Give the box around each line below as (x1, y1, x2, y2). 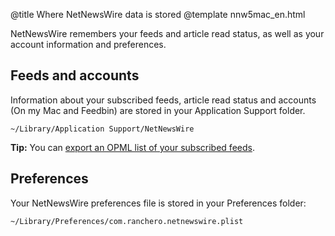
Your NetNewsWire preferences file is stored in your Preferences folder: (10, 197, 307, 209)
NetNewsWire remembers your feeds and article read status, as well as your (10, 28, 325, 39)
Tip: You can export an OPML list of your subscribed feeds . (10, 141, 255, 153)
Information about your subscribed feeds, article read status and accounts (10, 94, 317, 106)
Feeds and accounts (10, 67, 140, 84)
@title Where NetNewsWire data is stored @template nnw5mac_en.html (10, 9, 306, 20)
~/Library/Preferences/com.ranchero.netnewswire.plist (10, 216, 244, 226)
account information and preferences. (10, 39, 167, 50)
